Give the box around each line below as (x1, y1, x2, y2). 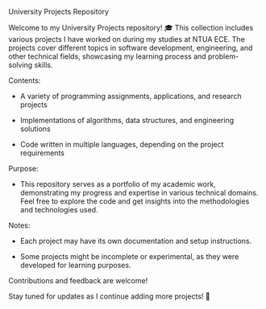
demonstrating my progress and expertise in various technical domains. (19, 188, 259, 197)
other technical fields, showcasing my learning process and (8, 51, 207, 61)
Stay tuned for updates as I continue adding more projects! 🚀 (8, 291, 211, 301)
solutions (19, 124, 51, 134)
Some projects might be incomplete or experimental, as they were (19, 252, 239, 261)
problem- (208, 51, 239, 61)
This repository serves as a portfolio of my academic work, (19, 179, 216, 188)
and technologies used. (19, 205, 98, 214)
